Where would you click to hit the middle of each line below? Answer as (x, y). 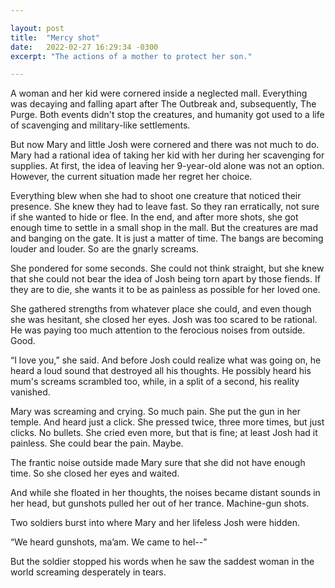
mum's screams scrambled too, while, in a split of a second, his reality (155, 382)
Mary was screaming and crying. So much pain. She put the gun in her (156, 412)
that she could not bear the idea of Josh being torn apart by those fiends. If (165, 279)
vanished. (30, 392)
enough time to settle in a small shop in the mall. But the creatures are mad (164, 228)
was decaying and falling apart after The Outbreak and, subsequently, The (163, 104)
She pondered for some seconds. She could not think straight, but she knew (167, 268)
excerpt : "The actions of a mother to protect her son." (131, 56)
